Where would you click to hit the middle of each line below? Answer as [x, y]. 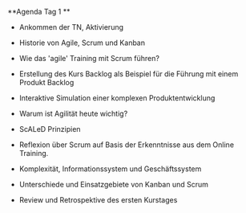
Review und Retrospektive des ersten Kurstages [98, 200]
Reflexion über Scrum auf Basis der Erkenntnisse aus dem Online [126, 145]
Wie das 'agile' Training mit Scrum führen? [89, 58]
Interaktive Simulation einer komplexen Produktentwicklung [117, 98]
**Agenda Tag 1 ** [39, 12]
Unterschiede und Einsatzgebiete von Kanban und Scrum [114, 184]
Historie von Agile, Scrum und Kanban [82, 43]
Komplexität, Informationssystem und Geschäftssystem [110, 169]
